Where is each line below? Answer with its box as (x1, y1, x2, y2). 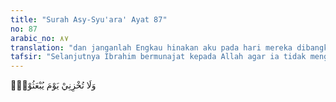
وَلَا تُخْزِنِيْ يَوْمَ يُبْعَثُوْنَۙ (10, 79, 97, 91)
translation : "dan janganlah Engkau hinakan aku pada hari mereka (10, 42, 293, 53)
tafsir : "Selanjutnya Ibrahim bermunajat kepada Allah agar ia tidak (10, 52, 307, 62)
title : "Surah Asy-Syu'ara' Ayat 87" (10, 14, 168, 25)
